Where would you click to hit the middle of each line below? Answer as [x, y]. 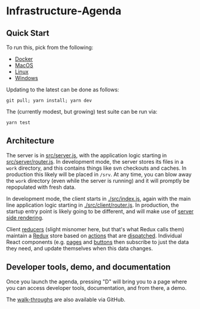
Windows [26, 78]
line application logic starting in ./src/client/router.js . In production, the [93, 205]
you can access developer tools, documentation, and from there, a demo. [96, 287]
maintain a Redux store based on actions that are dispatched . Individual [94, 235]
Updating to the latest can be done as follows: [63, 90]
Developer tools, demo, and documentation [89, 267]
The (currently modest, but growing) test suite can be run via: [82, 111]
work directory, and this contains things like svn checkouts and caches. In [96, 168]
